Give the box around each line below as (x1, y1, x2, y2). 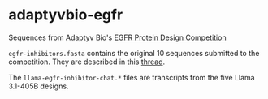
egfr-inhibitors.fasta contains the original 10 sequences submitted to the (8, 48, 260, 58)
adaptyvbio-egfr (8, 6, 123, 24)
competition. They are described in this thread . (8, 57, 166, 67)
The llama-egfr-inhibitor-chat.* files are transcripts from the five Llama (8, 72, 255, 82)
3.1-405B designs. (8, 81, 69, 91)
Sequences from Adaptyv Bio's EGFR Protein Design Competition (8, 32, 227, 42)
